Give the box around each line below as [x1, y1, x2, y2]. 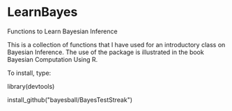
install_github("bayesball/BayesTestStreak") [7, 95, 133, 104]
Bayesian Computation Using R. [7, 55, 98, 63]
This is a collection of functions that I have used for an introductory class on [7, 40, 226, 49]
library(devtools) [7, 82, 55, 90]
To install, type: [7, 69, 52, 77]
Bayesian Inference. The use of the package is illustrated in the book [7, 48, 204, 56]
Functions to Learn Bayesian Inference [7, 27, 118, 35]
